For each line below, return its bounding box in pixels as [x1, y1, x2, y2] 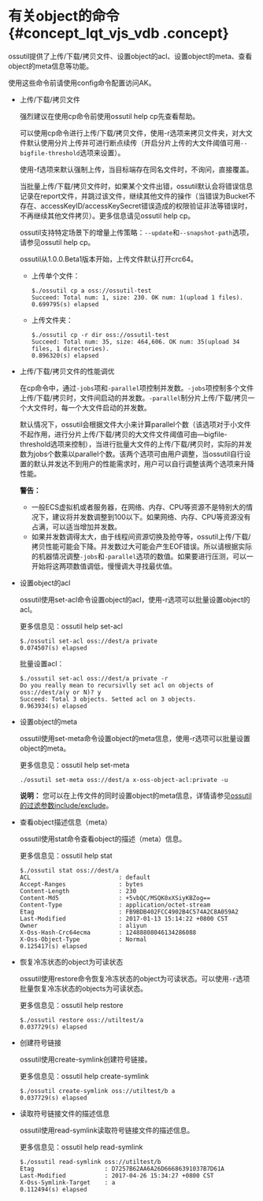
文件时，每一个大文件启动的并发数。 [33, 402, 151, 412]
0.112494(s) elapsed [19, 1185, 87, 1193]
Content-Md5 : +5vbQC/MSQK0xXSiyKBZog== [19, 894, 211, 902]
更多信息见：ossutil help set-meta [19, 760, 130, 769]
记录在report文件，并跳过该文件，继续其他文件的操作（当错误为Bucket [19, 191, 249, 201]
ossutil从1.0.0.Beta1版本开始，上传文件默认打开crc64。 [19, 254, 198, 264]
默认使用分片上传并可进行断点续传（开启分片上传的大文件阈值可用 [26, 138, 241, 147]
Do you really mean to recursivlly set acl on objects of [19, 681, 214, 689]
